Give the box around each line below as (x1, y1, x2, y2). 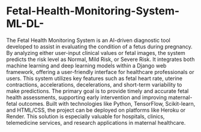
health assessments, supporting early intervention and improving (6, 94, 167, 101)
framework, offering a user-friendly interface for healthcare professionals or (6, 68, 194, 75)
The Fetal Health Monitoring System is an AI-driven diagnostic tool (6, 36, 171, 44)
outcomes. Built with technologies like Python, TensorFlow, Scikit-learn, (18, 100, 196, 107)
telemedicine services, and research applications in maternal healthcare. (6, 119, 186, 126)
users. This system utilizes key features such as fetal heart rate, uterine (6, 75, 183, 82)
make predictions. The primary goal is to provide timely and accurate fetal (6, 87, 189, 94)
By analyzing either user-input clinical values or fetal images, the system (6, 49, 186, 56)
